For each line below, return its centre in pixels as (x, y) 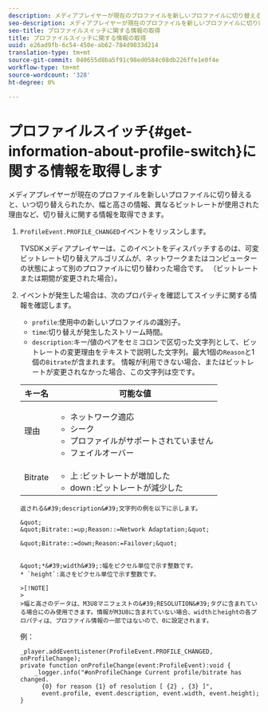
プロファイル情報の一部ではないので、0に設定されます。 (134, 621)
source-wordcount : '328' (49, 75)
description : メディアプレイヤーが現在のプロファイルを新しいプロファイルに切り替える (135, 16)
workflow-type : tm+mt (44, 68)
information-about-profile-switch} (126, 151)
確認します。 (55, 305)
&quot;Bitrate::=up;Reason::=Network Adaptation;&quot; (114, 530)
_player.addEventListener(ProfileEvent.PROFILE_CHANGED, (116, 652)
